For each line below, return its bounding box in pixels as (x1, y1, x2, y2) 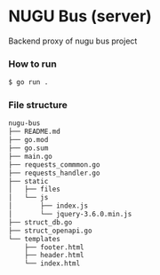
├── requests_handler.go (8, 169, 100, 177)
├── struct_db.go (8, 217, 73, 227)
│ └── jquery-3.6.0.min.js (8, 210, 132, 219)
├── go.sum (8, 144, 49, 153)
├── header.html (24, 251, 85, 260)
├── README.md (8, 127, 61, 137)
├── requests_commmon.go (8, 160, 100, 169)
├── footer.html (24, 242, 85, 252)
